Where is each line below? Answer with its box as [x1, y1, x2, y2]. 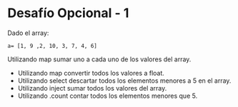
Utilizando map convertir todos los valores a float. [17, 68, 164, 77]
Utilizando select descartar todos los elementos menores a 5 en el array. [17, 76, 232, 85]
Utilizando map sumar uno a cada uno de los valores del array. [7, 55, 192, 63]
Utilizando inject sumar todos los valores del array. [17, 83, 167, 92]
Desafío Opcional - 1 [7, 5, 129, 21]
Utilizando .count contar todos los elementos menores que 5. [17, 91, 198, 100]
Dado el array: [7, 29, 49, 37]
